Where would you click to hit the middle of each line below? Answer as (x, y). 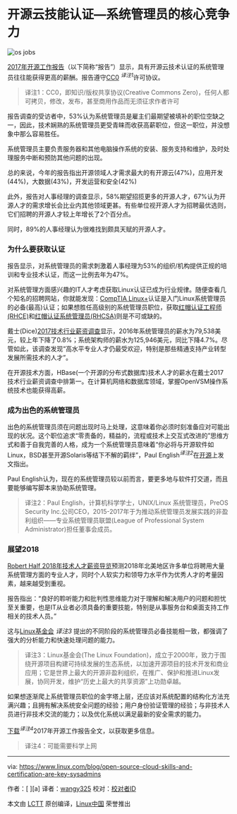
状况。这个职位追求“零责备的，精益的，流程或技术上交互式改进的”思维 (121, 436)
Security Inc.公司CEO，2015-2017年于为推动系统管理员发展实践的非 (123, 511)
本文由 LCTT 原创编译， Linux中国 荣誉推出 (69, 803)
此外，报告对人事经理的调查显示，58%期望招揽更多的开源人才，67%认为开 (117, 196)
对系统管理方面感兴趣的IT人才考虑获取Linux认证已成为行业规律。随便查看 (114, 289)
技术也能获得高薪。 (41, 390)
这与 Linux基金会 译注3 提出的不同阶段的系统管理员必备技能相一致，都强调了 (118, 631)
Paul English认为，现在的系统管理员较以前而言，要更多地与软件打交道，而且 (118, 479)
